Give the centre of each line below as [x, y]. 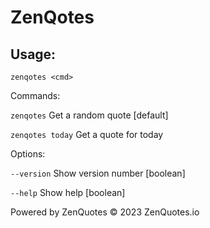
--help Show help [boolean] [68, 192]
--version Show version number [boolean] [98, 173]
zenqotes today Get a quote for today [87, 134]
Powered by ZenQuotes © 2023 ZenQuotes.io [105, 212]
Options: [28, 154]
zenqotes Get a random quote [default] [89, 115]
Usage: [33, 54]
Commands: [35, 95]
